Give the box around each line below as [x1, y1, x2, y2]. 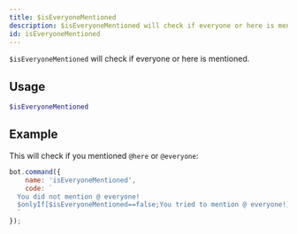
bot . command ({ [9, 167, 62, 177]
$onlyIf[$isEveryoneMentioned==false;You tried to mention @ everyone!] [17, 200, 291, 209]
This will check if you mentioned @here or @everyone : [9, 150, 199, 161]
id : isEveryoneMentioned [9, 29, 101, 38]
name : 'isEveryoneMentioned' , [25, 176, 137, 185]
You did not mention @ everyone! [17, 192, 141, 201]
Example [9, 127, 58, 142]
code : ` [25, 184, 53, 192]
